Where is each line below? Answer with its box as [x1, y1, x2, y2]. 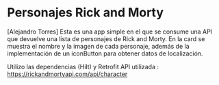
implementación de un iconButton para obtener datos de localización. [7, 49, 203, 58]
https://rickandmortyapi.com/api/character [7, 70, 128, 78]
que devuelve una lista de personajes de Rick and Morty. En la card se [7, 34, 205, 42]
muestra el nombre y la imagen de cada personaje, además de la [7, 42, 190, 50]
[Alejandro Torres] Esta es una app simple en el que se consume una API [7, 27, 213, 36]
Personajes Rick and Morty [7, 5, 164, 21]
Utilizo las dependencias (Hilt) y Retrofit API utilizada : [7, 62, 159, 71]
